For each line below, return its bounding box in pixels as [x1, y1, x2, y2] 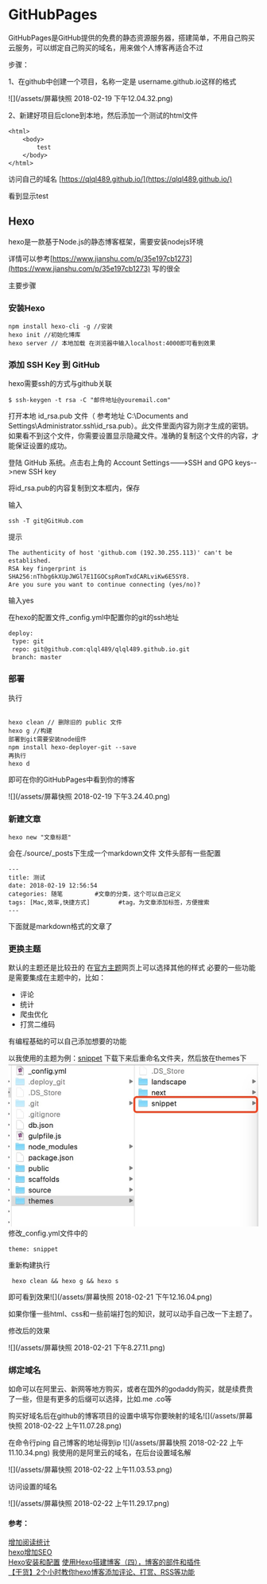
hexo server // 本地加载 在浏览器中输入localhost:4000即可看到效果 [8, 340, 216, 348]
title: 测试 [8, 873, 45, 881]
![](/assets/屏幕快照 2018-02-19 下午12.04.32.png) [8, 93, 173, 103]
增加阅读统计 [8, 1538, 50, 1547]
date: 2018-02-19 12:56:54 [8, 881, 98, 889]
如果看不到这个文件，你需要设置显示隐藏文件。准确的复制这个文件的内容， [8, 431, 252, 441]
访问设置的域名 [8, 1482, 57, 1492]
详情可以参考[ [8, 253, 53, 263]
